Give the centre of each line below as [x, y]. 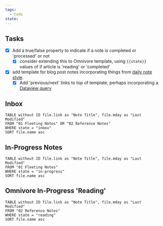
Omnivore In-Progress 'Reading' [56, 191]
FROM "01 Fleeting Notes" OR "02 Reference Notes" [58, 124]
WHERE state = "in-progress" [35, 172]
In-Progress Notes [34, 147]
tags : [11, 10]
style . [18, 78]
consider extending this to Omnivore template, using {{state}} [83, 61]
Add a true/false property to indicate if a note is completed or [74, 51]
